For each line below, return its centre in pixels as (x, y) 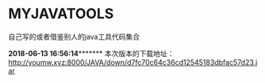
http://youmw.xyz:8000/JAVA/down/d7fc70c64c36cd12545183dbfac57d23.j (133, 62)
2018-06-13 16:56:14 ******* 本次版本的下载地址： (91, 53)
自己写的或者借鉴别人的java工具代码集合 (74, 36)
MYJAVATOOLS (61, 14)
